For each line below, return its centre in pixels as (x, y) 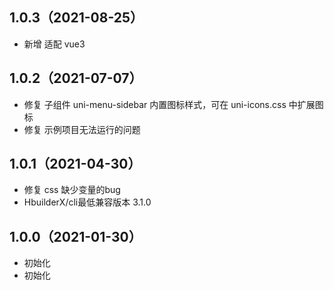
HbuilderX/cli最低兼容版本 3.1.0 (87, 202)
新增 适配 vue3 (54, 44)
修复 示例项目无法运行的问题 (82, 129)
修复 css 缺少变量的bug (72, 190)
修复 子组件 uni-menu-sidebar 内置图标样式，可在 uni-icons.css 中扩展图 (173, 104)
